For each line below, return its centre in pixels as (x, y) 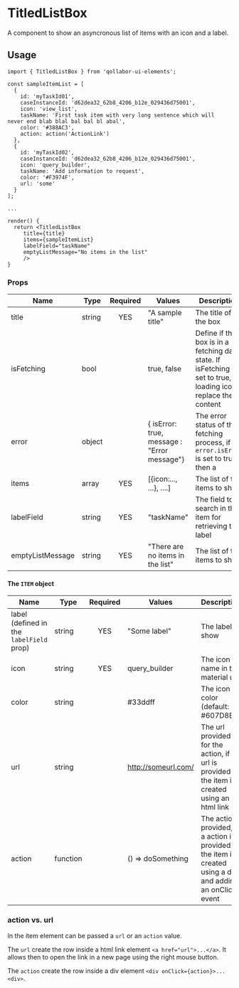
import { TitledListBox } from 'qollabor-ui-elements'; (92, 71)
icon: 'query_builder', (55, 165)
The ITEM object (31, 583)
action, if (215, 754)
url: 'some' (38, 184)
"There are (166, 547)
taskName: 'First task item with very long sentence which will (117, 115)
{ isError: (163, 424)
